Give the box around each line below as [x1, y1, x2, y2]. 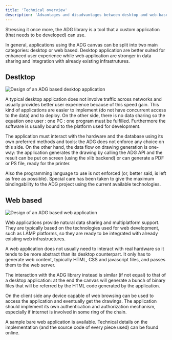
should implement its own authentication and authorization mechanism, [5, 304, 156, 310]
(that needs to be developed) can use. [5, 32, 86, 38]
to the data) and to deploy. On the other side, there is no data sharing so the [5, 112, 165, 119]
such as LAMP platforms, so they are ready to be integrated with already [5, 231, 158, 237]
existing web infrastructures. [5, 236, 66, 242]
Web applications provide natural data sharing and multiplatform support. [5, 219, 160, 225]
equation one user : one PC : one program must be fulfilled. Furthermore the [5, 118, 166, 124]
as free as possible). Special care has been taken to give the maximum [5, 176, 155, 182]
